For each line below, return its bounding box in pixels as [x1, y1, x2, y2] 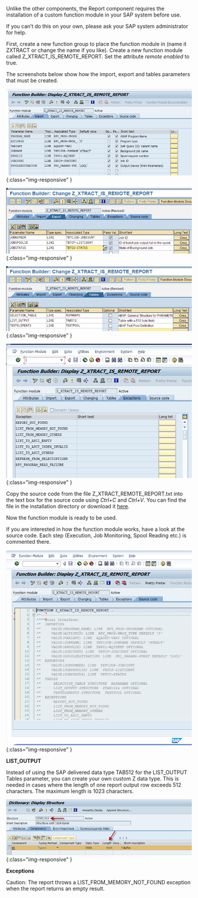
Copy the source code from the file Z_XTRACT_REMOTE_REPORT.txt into [6, 490, 183, 497]
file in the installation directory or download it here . [6, 502, 130, 510]
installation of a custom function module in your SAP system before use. [6, 11, 181, 18]
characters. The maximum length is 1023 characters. [6, 788, 134, 795]
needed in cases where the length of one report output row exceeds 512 [6, 781, 181, 788]
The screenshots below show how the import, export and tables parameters [6, 71, 190, 77]
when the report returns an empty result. [6, 885, 105, 892]
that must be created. [6, 77, 58, 84]
